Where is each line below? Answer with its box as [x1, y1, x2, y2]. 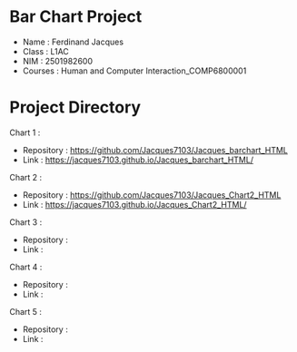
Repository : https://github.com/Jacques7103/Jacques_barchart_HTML [22, 144, 288, 155]
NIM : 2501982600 [22, 55, 94, 66]
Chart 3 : [9, 216, 43, 228]
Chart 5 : [9, 306, 43, 317]
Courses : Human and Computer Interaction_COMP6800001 [22, 65, 247, 76]
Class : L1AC [22, 45, 70, 56]
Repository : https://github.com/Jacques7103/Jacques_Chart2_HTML [22, 189, 282, 200]
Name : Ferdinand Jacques [22, 36, 124, 47]
